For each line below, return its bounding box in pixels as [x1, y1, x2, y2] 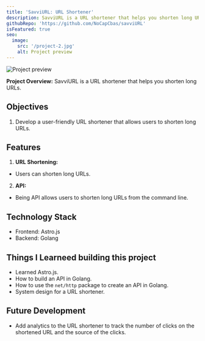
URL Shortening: [15, 159, 58, 166]
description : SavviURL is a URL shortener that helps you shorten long [6, 15, 192, 21]
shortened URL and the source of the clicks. [15, 328, 126, 335]
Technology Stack [6, 212, 77, 222]
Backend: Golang [15, 234, 59, 242]
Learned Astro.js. [15, 269, 59, 275]
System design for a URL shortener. [15, 288, 105, 295]
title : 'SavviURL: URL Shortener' [6, 9, 95, 15]
